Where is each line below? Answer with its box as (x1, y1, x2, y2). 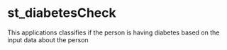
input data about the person (7, 35, 89, 44)
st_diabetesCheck (7, 5, 116, 21)
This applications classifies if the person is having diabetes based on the (7, 28, 220, 37)
